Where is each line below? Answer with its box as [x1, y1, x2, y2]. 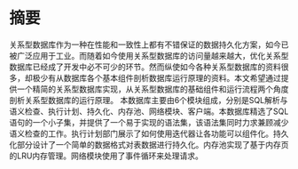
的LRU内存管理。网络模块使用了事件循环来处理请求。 [9, 150, 204, 161]
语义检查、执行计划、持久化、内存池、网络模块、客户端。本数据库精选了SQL [9, 106, 289, 117]
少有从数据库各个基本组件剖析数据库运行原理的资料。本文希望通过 [39, 72, 281, 83]
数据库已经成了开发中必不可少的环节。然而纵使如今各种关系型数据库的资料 [9, 61, 281, 72]
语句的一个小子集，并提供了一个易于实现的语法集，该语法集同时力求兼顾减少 [9, 117, 289, 127]
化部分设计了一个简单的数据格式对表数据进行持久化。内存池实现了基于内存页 [9, 139, 289, 149]
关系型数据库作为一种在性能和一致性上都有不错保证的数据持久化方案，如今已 [9, 39, 289, 50]
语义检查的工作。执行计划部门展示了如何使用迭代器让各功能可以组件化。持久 [9, 128, 289, 139]
